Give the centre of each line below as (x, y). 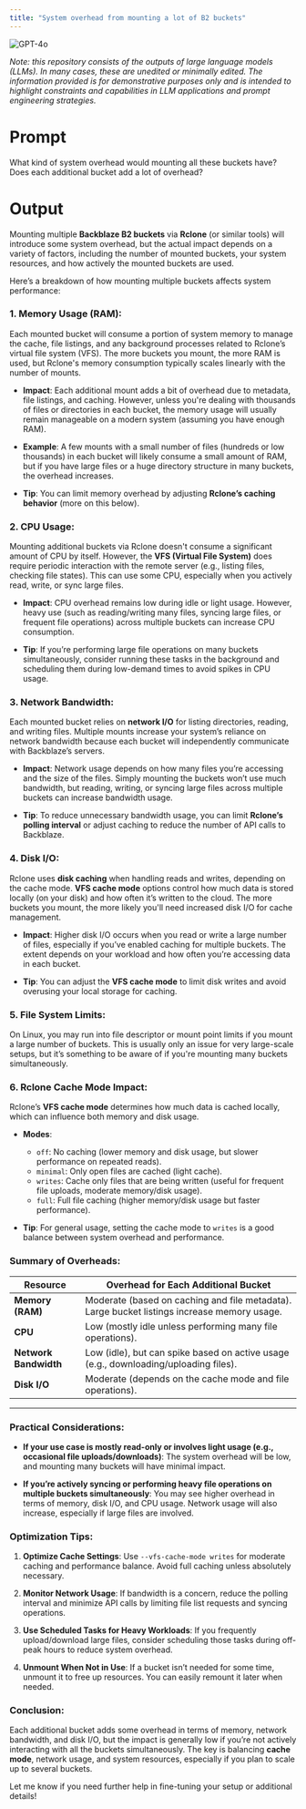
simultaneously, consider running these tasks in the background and (151, 659)
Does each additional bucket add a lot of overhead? (106, 172)
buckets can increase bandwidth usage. (97, 797)
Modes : (37, 1135)
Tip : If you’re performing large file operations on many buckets (140, 650)
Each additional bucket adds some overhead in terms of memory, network (148, 1730)
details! (23, 1796)
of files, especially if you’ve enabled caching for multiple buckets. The (154, 944)
